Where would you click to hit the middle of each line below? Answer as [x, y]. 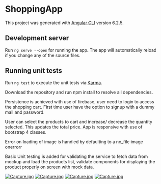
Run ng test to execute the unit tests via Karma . [54, 83]
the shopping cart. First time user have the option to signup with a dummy [80, 107]
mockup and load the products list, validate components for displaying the [80, 161]
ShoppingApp [34, 9]
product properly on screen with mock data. [50, 167]
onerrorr [13, 147]
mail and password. [25, 112]
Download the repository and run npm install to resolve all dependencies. [79, 92]
